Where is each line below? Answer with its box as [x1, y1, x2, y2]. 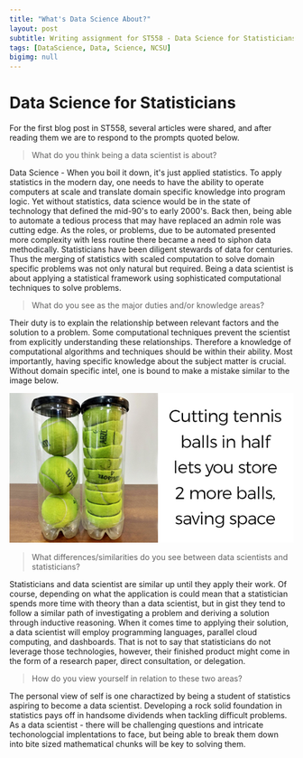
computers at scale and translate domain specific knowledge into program [9, 186, 286, 198]
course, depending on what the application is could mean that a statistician [9, 588, 289, 599]
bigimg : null [9, 52, 59, 62]
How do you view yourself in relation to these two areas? [31, 673, 243, 684]
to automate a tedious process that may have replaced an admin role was [9, 215, 281, 226]
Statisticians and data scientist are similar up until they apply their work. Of [9, 578, 287, 589]
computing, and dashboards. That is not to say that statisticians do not [9, 636, 271, 647]
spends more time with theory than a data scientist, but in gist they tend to [9, 597, 286, 609]
